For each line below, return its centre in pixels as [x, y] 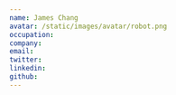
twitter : [26, 60]
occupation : [32, 34]
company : [26, 43]
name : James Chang [44, 18]
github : [24, 77]
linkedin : [28, 69]
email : [22, 52]
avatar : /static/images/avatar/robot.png [88, 26]
